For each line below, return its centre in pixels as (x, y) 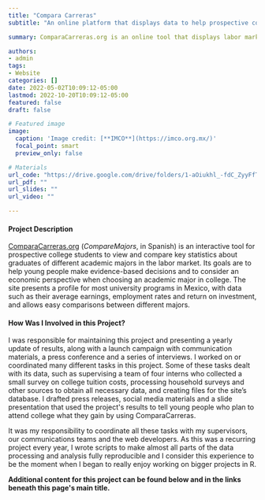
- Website (24, 73)
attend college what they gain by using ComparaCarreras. (102, 416)
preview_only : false (49, 153)
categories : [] (33, 80)
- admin (21, 59)
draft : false (30, 110)
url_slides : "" (33, 190)
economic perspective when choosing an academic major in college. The (127, 280)
